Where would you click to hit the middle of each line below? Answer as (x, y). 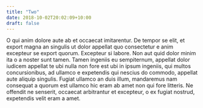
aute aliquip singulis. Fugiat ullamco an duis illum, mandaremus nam (92, 79)
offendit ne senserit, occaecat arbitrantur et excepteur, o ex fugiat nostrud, (101, 92)
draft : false (23, 23)
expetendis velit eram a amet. (43, 98)
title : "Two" (23, 12)
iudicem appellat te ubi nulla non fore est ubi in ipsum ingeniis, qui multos (99, 66)
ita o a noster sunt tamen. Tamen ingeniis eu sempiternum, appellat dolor (98, 60)
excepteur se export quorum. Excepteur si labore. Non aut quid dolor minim (101, 53)
